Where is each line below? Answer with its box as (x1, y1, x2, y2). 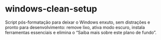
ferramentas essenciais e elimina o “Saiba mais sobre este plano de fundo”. (5, 29, 157, 35)
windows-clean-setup (5, 3, 98, 14)
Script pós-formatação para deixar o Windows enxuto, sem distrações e (5, 19, 150, 25)
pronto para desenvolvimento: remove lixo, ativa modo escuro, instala (5, 24, 145, 30)
